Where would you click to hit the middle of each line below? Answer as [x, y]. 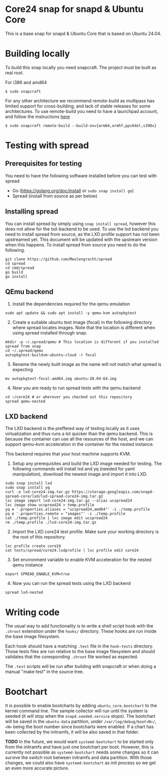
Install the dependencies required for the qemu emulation [71, 304]
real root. [14, 73]
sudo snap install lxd [29, 483]
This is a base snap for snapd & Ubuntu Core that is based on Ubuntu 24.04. [83, 33]
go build [14, 272]
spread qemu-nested [25, 401]
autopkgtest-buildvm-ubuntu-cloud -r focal [51, 355]
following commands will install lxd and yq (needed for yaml [74, 469]
